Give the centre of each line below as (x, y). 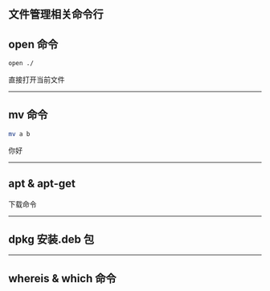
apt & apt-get (42, 184)
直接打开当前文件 (37, 80)
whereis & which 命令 (62, 279)
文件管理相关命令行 (56, 14)
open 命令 (33, 44)
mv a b (19, 134)
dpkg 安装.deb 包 (51, 239)
